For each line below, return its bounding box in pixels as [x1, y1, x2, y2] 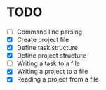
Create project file [16, 36, 69, 44]
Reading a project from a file [16, 75, 100, 84]
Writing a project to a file [16, 67, 88, 76]
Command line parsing [16, 27, 83, 36]
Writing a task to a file [16, 59, 80, 67]
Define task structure [16, 44, 79, 52]
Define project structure [16, 51, 86, 60]
